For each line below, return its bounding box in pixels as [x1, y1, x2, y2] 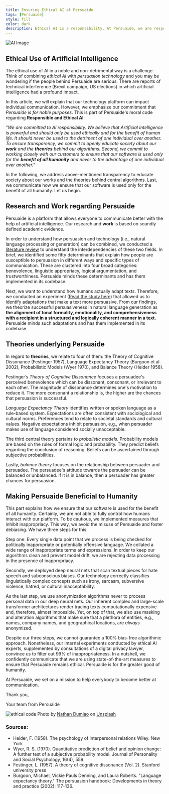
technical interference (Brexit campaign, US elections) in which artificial [6, 83, 154, 89]
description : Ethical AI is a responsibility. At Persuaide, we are [6, 26, 152, 31]
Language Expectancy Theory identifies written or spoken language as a [6, 405, 156, 411]
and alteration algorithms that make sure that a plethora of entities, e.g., [6, 614, 154, 620]
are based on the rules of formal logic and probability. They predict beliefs [6, 441, 159, 447]
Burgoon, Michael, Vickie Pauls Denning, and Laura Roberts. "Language [13, 772, 161, 778]
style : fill [6, 17, 31, 22]
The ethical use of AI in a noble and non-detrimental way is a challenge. [6, 67, 154, 73]
